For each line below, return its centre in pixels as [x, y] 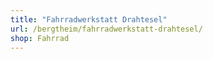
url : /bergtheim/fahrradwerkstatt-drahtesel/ [106, 29]
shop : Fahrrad [40, 38]
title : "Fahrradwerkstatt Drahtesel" [89, 19]
